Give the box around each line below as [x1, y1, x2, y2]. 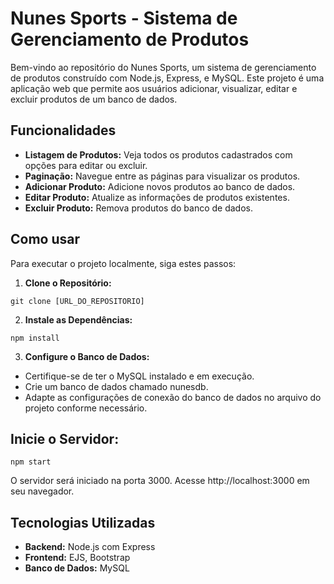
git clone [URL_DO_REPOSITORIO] [10, 296, 145, 306]
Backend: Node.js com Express [24, 541, 156, 553]
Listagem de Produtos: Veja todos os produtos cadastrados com [24, 148, 293, 161]
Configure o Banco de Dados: [24, 350, 150, 362]
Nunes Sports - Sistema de [10, 7, 238, 30]
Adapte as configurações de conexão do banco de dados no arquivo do [24, 391, 322, 403]
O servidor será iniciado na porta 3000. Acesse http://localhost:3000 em [10, 475, 310, 487]
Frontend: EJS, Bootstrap [24, 552, 131, 564]
